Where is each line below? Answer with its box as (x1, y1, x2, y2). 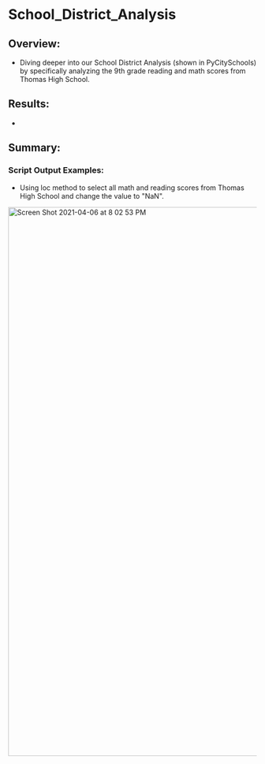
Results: (8, 97, 50, 111)
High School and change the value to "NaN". (19, 191, 164, 200)
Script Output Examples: (8, 165, 104, 176)
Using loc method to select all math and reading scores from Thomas (19, 183, 244, 192)
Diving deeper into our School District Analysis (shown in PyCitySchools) (19, 58, 257, 67)
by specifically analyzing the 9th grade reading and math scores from (19, 66, 246, 76)
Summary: (8, 141, 61, 155)
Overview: (8, 37, 61, 50)
